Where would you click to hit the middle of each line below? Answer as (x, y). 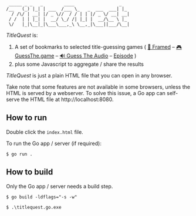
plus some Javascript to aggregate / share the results (79, 64)
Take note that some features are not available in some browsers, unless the (98, 87)
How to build (30, 172)
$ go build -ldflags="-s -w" (42, 197)
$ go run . (19, 154)
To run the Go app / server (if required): (54, 143)
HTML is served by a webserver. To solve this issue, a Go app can (86, 93)
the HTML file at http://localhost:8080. (67, 99)
